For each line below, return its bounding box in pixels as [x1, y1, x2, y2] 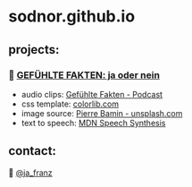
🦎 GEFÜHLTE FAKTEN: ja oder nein [8, 69, 160, 81]
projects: [8, 42, 60, 57]
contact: [8, 143, 57, 158]
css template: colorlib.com [21, 98, 120, 109]
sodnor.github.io [8, 6, 136, 27]
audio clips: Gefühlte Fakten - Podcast [21, 89, 163, 99]
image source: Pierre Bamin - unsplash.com [21, 107, 183, 118]
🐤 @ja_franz [8, 167, 53, 178]
